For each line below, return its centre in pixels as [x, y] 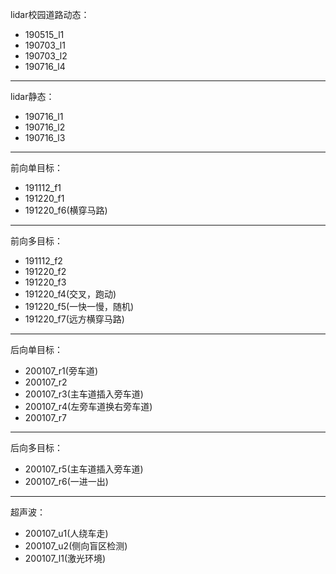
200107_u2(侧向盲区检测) [76, 546]
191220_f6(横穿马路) [66, 210]
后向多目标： [36, 447]
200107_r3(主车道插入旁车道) [84, 394]
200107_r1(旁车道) [61, 371]
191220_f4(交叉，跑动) [70, 294]
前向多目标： [36, 241]
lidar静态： [32, 96]
